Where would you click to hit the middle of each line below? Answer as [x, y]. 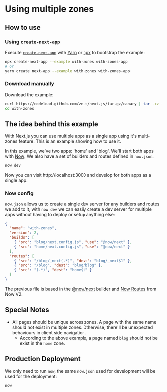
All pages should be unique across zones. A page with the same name [84, 322]
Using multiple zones [50, 9]
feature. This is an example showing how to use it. [70, 141]
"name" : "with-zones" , [33, 228]
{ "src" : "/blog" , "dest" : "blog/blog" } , [59, 265]
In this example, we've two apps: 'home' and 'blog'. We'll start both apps [80, 151]
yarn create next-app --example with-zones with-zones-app [68, 71]
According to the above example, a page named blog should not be [89, 338]
